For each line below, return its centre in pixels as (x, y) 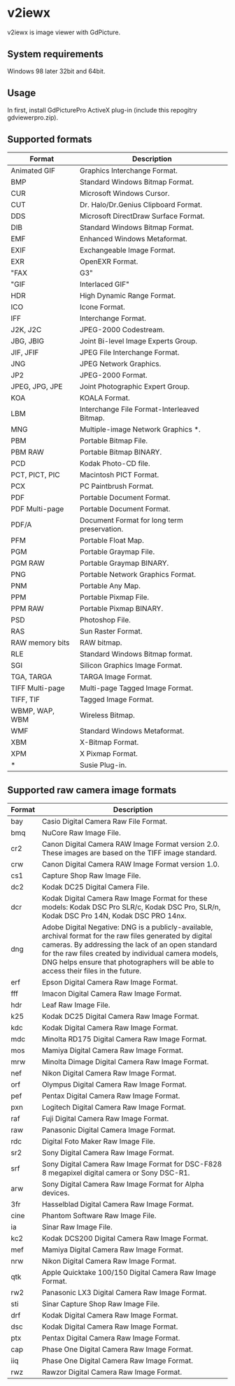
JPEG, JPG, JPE (37, 387)
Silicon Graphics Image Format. (131, 666)
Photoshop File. (105, 620)
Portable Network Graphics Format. (138, 575)
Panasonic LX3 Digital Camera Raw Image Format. (124, 1293)
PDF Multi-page (37, 509)
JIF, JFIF (25, 352)
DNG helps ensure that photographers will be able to (128, 962)
